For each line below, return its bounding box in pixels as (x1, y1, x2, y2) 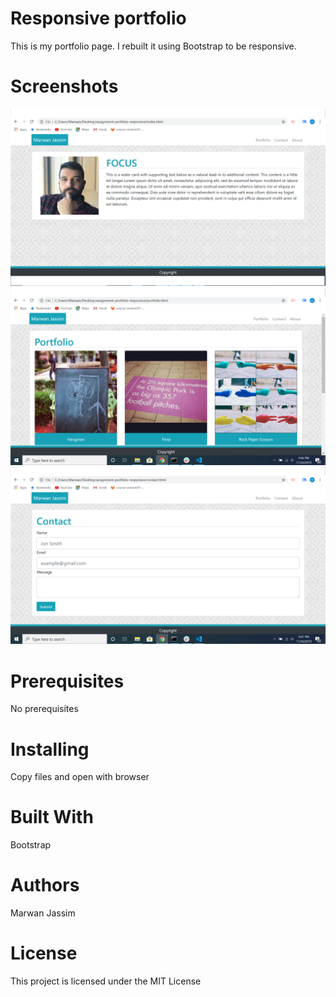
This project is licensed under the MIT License (10, 975, 202, 987)
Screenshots (10, 75, 119, 98)
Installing (10, 738, 90, 761)
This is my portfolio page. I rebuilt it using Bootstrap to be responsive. (10, 40, 297, 52)
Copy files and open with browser (10, 771, 150, 783)
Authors (10, 874, 80, 897)
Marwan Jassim (10, 907, 76, 919)
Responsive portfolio (10, 7, 187, 30)
